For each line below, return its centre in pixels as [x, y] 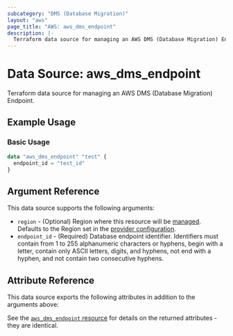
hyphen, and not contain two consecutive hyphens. [90, 259]
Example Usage [42, 122]
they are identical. [33, 325]
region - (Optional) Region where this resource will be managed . [109, 222]
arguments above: [33, 304]
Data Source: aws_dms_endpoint [104, 74]
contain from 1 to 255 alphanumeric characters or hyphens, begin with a [120, 243]
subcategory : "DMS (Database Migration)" [68, 14]
